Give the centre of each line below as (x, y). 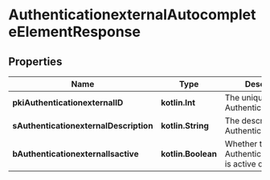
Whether (241, 144)
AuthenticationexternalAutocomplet (132, 15)
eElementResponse (74, 32)
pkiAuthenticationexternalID (68, 102)
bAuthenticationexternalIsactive (76, 154)
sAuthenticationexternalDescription (83, 126)
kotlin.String (184, 126)
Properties (35, 61)
